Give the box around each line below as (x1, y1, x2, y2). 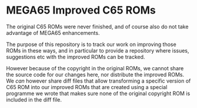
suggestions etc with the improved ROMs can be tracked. (6, 53, 145, 60)
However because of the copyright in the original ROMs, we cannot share (6, 64, 184, 71)
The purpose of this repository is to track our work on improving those (6, 41, 176, 48)
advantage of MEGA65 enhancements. (6, 29, 100, 36)
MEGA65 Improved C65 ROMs (6, 4, 156, 17)
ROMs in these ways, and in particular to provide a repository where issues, (6, 47, 189, 54)
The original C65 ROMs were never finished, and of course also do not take (6, 23, 189, 30)
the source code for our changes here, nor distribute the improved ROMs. (6, 71, 184, 78)
